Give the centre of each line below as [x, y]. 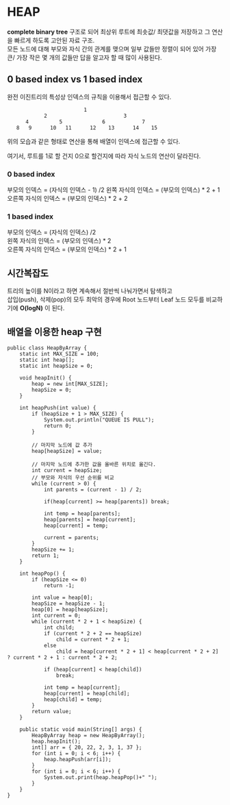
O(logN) [31, 308]
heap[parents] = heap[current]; [90, 519]
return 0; [57, 425]
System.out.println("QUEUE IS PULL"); [99, 420]
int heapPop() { [43, 573]
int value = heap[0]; [63, 597]
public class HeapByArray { [47, 348]
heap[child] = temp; [73, 699]
